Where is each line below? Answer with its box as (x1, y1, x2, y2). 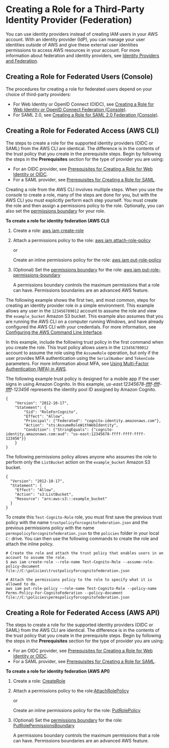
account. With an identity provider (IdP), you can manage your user (6, 36, 145, 42)
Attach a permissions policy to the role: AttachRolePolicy (13, 688, 129, 694)
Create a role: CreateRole (13, 678, 66, 684)
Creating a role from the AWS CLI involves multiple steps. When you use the (6, 186, 163, 193)
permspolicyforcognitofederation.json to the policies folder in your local (6, 530, 159, 536)
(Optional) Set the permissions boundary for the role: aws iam (13, 266, 141, 272)
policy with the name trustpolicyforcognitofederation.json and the (6, 519, 148, 525)
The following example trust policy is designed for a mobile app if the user (6, 376, 159, 382)
